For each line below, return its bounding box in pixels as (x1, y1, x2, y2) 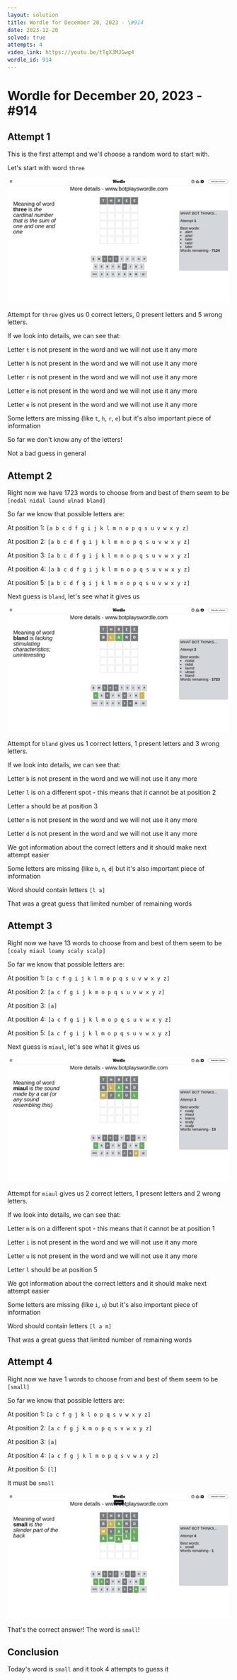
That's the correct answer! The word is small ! (7, 1625, 140, 1634)
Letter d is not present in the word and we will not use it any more (7, 829, 198, 838)
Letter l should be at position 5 (7, 1266, 98, 1274)
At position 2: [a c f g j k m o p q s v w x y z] (7, 1423, 152, 1432)
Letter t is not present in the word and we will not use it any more (7, 345, 198, 354)
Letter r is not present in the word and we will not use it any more (7, 373, 198, 382)
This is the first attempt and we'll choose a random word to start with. (7, 150, 210, 158)
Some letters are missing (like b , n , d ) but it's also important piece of (7, 864, 205, 872)
